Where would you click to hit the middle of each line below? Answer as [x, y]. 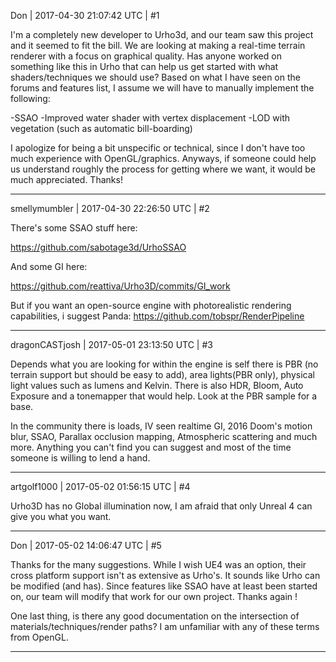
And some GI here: [49, 266]
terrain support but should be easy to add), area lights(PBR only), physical [162, 374]
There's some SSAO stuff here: [74, 228]
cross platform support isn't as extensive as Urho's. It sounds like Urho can [165, 575]
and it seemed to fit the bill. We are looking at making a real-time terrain [158, 45]
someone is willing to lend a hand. [80, 458]
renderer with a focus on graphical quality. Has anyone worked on [146, 56]
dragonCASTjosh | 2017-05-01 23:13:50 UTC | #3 [111, 344]
